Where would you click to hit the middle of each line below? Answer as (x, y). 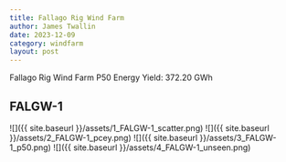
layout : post (34, 52)
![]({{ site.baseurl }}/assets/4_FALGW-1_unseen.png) (152, 147)
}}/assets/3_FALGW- (238, 137)
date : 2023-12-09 (42, 35)
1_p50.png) (31, 147)
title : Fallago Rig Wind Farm (67, 18)
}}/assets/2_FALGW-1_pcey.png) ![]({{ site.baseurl (104, 137)
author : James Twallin (53, 26)
